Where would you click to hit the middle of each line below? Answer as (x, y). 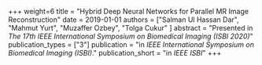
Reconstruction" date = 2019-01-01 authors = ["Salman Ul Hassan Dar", (124, 20)
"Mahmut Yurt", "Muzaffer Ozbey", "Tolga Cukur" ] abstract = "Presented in (131, 28)
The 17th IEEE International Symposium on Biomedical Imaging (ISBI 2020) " (131, 36)
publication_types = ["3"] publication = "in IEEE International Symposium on (131, 45)
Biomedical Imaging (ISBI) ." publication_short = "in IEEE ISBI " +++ (115, 53)
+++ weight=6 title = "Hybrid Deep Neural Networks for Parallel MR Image (129, 11)
